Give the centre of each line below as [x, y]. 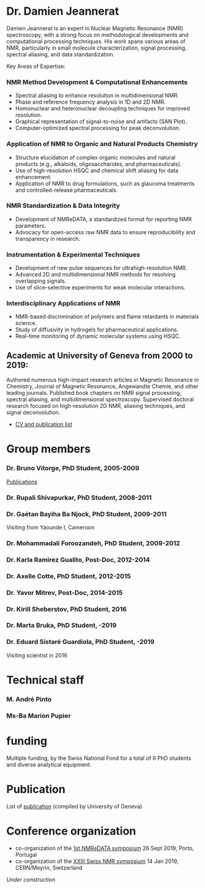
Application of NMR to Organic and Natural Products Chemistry [102, 144]
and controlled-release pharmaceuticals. [66, 190]
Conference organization [71, 831]
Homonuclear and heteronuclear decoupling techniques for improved [102, 109]
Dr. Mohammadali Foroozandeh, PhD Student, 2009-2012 [93, 543]
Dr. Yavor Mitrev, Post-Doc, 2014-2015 [65, 592]
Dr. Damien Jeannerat [63, 11]
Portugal [26, 854]
